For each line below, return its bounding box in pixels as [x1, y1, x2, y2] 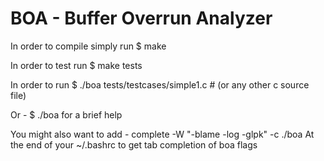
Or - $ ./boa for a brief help [10, 108, 123, 121]
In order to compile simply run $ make [10, 40, 167, 52]
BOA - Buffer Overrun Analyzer [10, 7, 273, 30]
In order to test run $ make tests [10, 59, 143, 71]
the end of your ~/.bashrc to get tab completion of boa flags [10, 138, 258, 151]
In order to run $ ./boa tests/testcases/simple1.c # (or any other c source [10, 78, 310, 91]
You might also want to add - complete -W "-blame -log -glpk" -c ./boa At [10, 128, 315, 140]
